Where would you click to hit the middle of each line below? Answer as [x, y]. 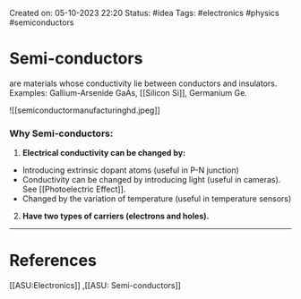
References [53, 261]
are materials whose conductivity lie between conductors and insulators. [143, 83]
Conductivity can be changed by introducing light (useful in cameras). [151, 180]
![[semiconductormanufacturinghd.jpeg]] [85, 110]
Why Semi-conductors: [61, 133]
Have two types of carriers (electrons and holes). [116, 216]
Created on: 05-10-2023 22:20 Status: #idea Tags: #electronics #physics [144, 13]
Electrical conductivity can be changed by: [104, 153]
